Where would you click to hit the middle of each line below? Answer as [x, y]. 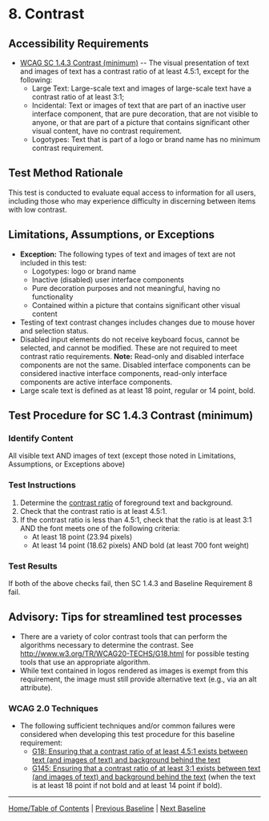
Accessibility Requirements [79, 44]
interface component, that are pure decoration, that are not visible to [145, 114]
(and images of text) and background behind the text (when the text [144, 777]
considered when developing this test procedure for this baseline [127, 734]
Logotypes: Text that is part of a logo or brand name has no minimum [146, 140]
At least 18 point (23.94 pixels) [82, 536]
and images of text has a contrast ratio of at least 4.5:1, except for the [134, 71]
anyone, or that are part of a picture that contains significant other [141, 122]
